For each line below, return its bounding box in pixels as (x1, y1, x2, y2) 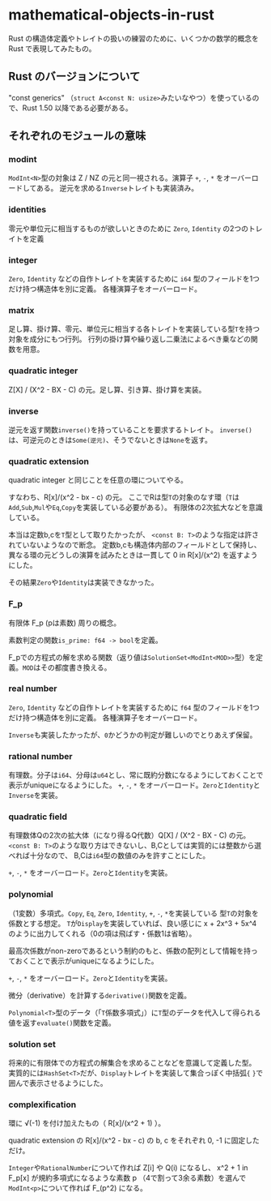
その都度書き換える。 (40, 663, 112, 672)
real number (8, 683, 57, 694)
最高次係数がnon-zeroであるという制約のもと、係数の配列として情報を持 (8, 946, 252, 955)
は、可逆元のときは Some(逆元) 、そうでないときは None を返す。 (8, 435, 212, 444)
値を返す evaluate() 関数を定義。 (8, 1018, 116, 1027)
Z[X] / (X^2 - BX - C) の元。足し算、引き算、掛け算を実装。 (8, 384, 206, 394)
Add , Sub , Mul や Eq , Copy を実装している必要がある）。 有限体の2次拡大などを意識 (8, 503, 263, 513)
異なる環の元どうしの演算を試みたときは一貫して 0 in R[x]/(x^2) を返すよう (8, 550, 258, 560)
